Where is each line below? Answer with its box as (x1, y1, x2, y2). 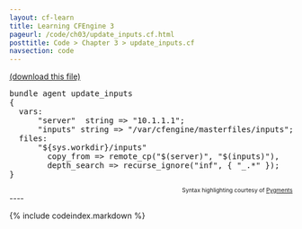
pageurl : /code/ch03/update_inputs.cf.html (9, 30, 175, 39)
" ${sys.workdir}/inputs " (37, 143, 147, 153)
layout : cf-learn (9, 13, 75, 22)
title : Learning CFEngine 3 (9, 22, 115, 31)
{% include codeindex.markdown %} (9, 210, 146, 221)
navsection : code (9, 47, 75, 56)
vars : (18, 107, 43, 117)
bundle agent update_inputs (9, 89, 133, 99)
